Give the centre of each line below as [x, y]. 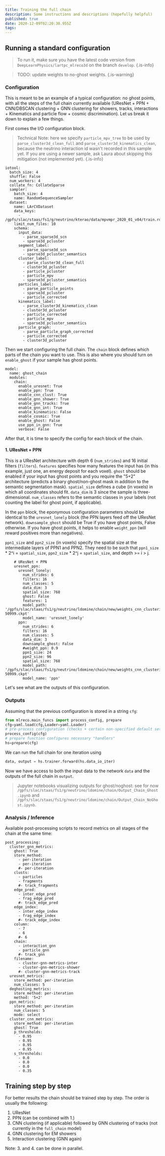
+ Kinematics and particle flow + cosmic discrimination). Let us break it [77, 114]
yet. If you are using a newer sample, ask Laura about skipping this [85, 154]
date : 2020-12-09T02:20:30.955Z [38, 23]
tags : [11, 28]
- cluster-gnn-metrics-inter [48, 963]
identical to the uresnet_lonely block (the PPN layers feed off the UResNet [81, 517]
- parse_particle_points [48, 289]
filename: [24, 959]
